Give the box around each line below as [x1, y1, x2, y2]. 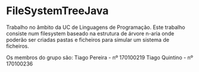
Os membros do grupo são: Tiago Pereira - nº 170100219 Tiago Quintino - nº [6, 54, 194, 61]
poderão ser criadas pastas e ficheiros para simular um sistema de [6, 36, 169, 43]
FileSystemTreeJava [6, 4, 109, 18]
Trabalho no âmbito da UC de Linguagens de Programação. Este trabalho [6, 24, 185, 31]
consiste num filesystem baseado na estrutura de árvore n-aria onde [6, 30, 175, 37]
